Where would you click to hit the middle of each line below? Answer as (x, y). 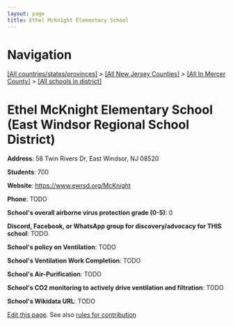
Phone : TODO (27, 199)
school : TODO (28, 234)
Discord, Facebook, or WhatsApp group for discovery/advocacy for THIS (114, 226)
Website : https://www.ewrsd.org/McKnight (69, 186)
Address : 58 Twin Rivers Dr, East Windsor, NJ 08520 (83, 158)
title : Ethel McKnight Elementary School (68, 20)
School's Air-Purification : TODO (55, 274)
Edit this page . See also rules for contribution (72, 315)
